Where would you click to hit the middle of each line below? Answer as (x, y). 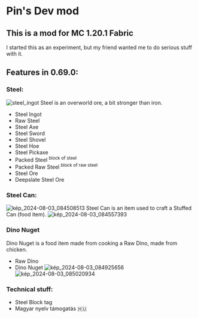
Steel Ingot (28, 114)
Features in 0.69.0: (42, 73)
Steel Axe (27, 127)
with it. (14, 54)
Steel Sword (30, 133)
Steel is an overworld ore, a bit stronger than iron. (101, 102)
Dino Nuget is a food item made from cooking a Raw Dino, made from (92, 243)
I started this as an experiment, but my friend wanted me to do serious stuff (99, 47)
